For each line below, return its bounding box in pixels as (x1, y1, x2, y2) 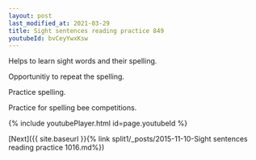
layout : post (8, 11, 52, 20)
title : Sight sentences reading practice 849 (8, 27, 164, 35)
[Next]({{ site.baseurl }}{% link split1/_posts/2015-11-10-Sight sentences (8, 134, 248, 144)
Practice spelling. (8, 88, 66, 97)
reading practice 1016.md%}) (8, 142, 105, 153)
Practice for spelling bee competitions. (8, 103, 137, 113)
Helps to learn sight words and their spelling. (8, 56, 157, 66)
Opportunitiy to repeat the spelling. (8, 72, 125, 81)
